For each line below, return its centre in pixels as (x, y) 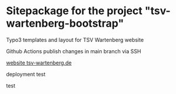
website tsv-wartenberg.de (39, 63)
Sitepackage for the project (74, 11)
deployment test (26, 74)
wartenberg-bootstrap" (65, 23)
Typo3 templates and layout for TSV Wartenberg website (75, 40)
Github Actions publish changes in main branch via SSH (74, 51)
